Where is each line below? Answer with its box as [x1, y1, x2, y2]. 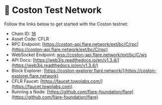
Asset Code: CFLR [11, 36, 49, 42]
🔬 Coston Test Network [4, 4, 102, 16]
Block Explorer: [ [11, 67, 46, 74]
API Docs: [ [11, 57, 35, 63]
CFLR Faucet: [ [11, 78, 42, 84]
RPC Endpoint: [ [11, 41, 44, 47]
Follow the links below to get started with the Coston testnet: [4, 21, 128, 27]
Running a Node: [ [11, 89, 49, 95]
